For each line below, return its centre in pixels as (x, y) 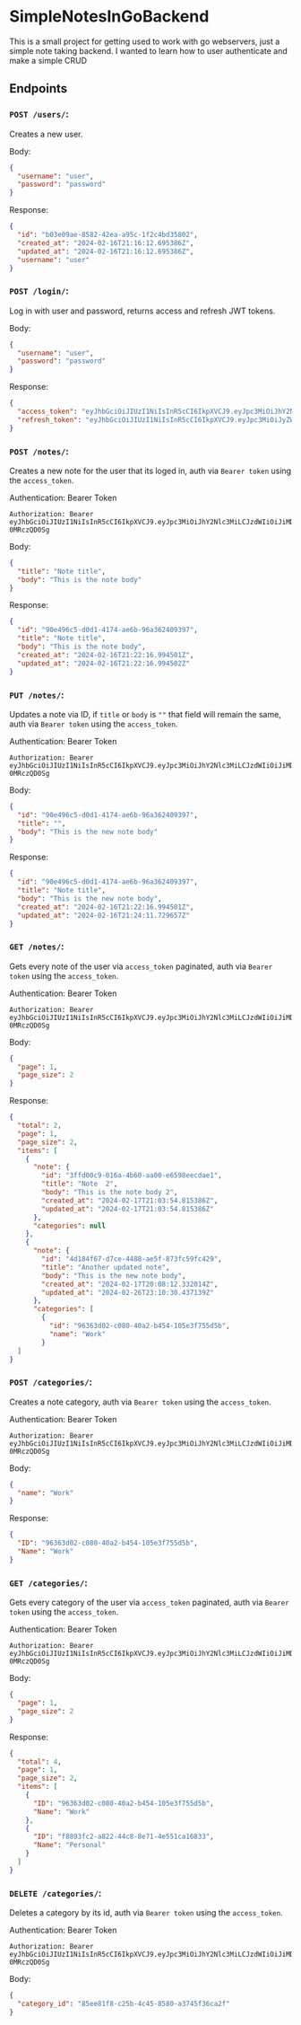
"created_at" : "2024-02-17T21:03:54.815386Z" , (130, 1201)
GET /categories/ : (48, 1582)
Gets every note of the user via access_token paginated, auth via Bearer (141, 966)
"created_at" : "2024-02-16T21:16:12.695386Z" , (106, 243)
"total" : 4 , (40, 1762)
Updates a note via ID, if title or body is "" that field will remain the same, (146, 714)
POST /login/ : (39, 291)
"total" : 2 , (40, 1126)
